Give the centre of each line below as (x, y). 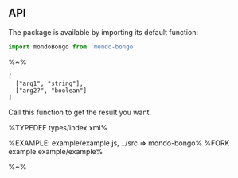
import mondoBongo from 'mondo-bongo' (72, 47)
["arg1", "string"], (49, 83)
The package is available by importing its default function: (103, 32)
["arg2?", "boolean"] (51, 91)
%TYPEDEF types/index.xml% (58, 127)
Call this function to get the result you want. (80, 112)
